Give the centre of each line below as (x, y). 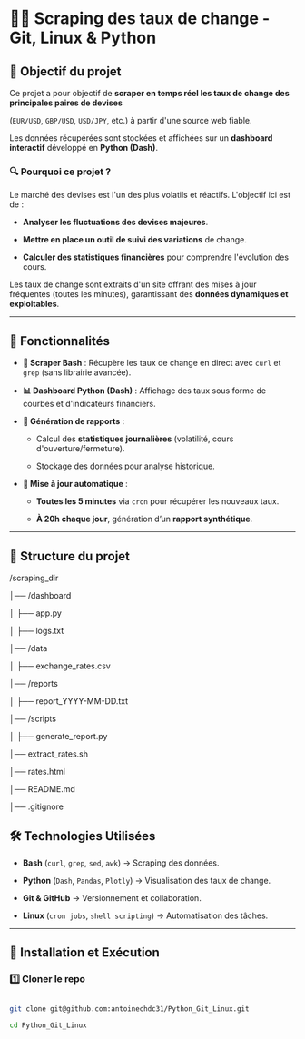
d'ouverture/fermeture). (80, 449)
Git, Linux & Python (83, 38)
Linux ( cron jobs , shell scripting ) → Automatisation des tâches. (145, 915)
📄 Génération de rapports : (74, 421)
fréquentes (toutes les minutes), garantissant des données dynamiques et (149, 294)
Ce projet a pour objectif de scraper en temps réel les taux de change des (149, 93)
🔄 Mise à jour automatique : (75, 484)
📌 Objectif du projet (65, 71)
